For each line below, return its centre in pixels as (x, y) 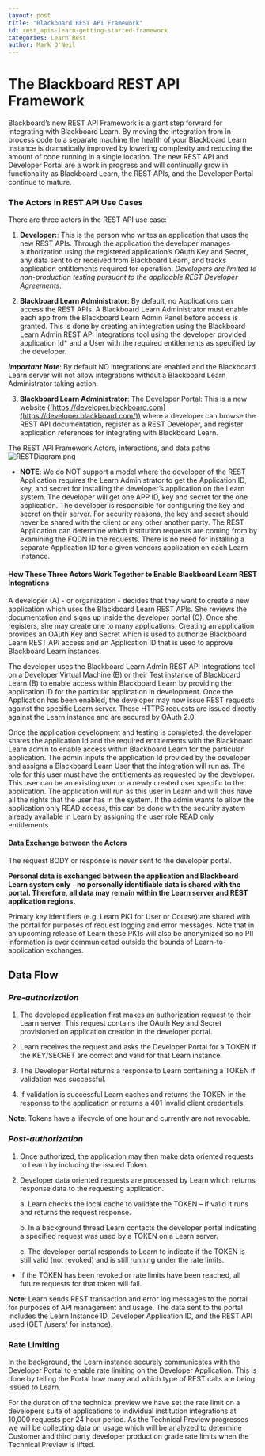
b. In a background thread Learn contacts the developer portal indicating (138, 1227)
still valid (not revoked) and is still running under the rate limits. (122, 1259)
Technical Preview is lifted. (52, 1445)
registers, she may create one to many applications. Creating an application (131, 625)
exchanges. (65, 950)
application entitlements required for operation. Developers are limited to (138, 269)
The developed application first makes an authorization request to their (135, 1015)
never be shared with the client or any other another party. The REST (132, 522)
